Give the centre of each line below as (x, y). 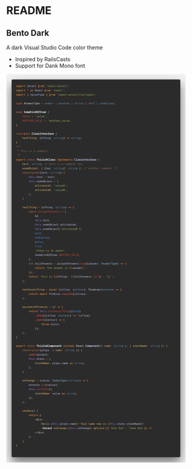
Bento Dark (28, 33)
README (29, 11)
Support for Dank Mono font (50, 66)
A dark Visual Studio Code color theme (55, 47)
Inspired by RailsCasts (43, 59)
